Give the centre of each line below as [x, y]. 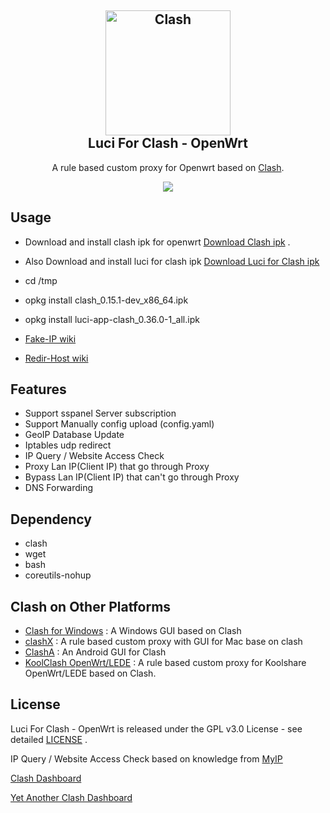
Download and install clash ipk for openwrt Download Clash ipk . [157, 242]
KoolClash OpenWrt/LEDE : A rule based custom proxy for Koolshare [165, 663]
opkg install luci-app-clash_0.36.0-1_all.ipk [112, 319]
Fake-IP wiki [50, 338]
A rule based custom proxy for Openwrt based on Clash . [168, 167]
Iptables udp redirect [68, 445]
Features [38, 389]
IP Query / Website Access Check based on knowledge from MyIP [146, 758]
